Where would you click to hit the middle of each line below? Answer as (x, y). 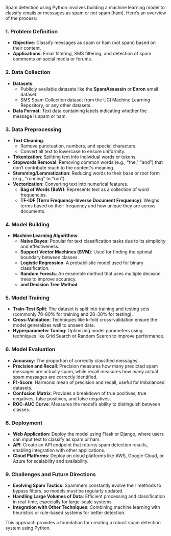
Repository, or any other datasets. (56, 105)
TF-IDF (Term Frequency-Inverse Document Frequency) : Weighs (90, 200)
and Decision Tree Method (49, 285)
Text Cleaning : (28, 140)
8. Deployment (24, 423)
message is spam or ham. (40, 116)
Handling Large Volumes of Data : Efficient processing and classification (89, 497)
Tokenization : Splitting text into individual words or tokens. (75, 157)
